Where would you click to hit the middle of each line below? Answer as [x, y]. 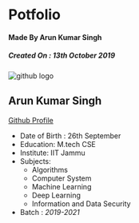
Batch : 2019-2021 [50, 212]
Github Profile [31, 120]
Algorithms [50, 169]
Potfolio [35, 15]
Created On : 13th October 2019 [62, 56]
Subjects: [36, 161]
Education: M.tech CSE [58, 144]
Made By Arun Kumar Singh [55, 37]
